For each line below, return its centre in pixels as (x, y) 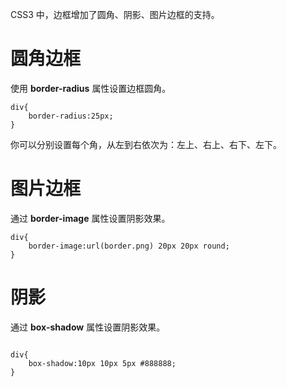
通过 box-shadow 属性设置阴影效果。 (88, 327)
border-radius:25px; (71, 116)
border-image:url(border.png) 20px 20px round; (129, 246)
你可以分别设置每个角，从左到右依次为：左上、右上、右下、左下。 (146, 144)
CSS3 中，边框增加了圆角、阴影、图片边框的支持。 (115, 14)
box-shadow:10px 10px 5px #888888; (102, 363)
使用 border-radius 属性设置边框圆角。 (91, 88)
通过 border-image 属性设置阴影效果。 (90, 218)
